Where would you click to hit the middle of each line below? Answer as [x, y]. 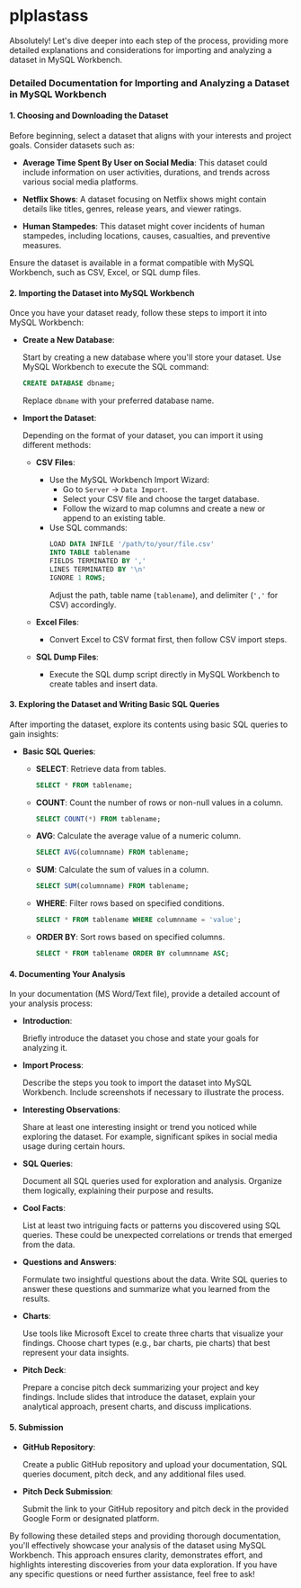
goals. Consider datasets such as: [72, 146]
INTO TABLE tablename [89, 553]
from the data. [49, 1245]
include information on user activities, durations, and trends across [146, 173]
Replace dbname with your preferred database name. [118, 400]
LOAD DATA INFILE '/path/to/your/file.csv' [132, 544]
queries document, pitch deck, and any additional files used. [134, 1474]
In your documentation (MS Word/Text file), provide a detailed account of [145, 994]
